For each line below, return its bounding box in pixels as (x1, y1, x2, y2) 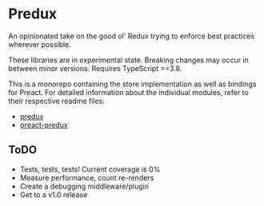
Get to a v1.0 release (19, 189, 88, 200)
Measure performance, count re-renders (19, 172, 154, 182)
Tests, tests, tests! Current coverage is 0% (19, 164, 161, 174)
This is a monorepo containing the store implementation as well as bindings (8, 79, 257, 89)
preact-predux (19, 120, 68, 129)
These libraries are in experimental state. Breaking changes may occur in (8, 55, 250, 65)
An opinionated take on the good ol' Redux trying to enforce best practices (8, 31, 254, 41)
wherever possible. (8, 39, 72, 49)
